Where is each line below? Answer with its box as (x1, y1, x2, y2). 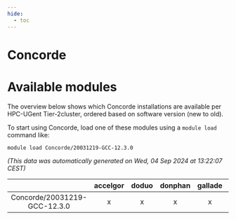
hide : (7, 10, 23, 18)
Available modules (7, 78, 117, 95)
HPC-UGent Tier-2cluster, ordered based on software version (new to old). (7, 109, 223, 118)
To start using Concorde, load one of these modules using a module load (7, 123, 217, 132)
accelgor (93, 180, 124, 190)
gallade (197, 180, 223, 190)
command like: (7, 130, 50, 139)
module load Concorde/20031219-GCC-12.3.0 (7, 144, 133, 151)
